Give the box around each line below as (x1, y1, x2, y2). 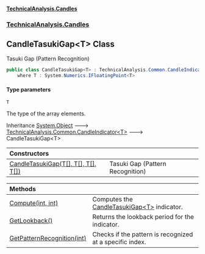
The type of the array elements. (6, 110, 86, 117)
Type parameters (6, 85, 51, 93)
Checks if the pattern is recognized (92, 230, 193, 239)
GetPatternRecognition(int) (9, 234, 87, 242)
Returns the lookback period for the (92, 212, 194, 221)
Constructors (9, 150, 49, 158)
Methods (9, 185, 37, 194)
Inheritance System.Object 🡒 (6, 122, 89, 129)
